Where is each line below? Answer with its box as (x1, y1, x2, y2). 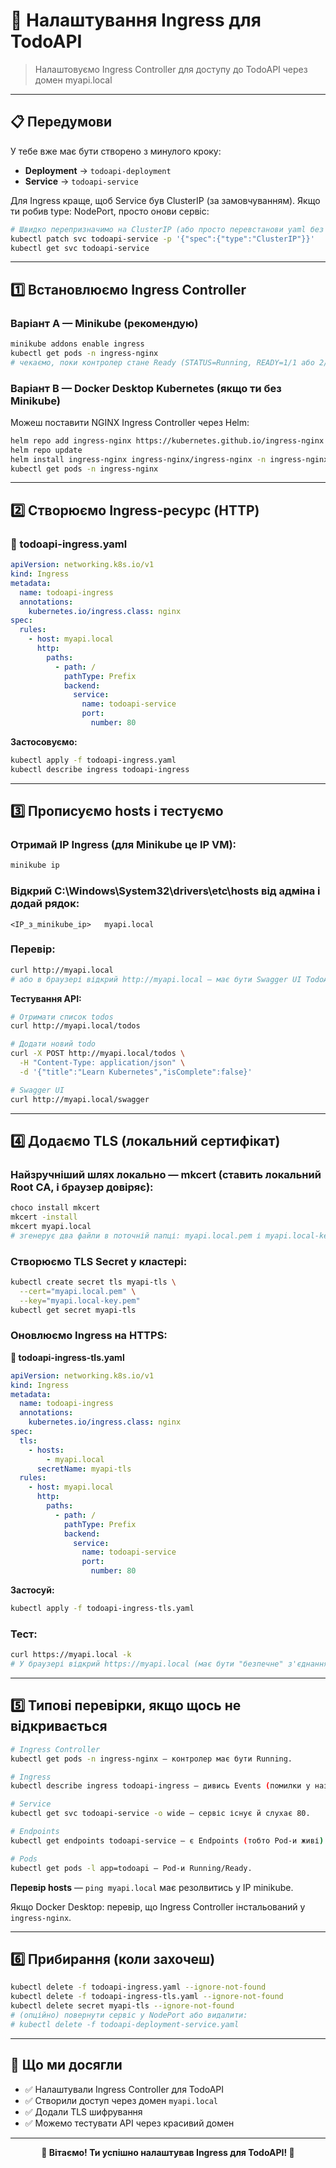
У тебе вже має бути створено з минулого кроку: (10, 145, 222, 157)
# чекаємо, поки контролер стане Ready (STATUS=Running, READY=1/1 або (10, 357, 315, 368)
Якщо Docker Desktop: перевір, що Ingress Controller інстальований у (10, 1900, 306, 1913)
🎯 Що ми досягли (10, 2057, 123, 2074)
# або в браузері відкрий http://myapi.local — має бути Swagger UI (10, 974, 302, 984)
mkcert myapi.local (10, 1222, 92, 1232)
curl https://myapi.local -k (10, 1650, 132, 1660)
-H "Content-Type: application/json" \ (19, 1058, 186, 1068)
